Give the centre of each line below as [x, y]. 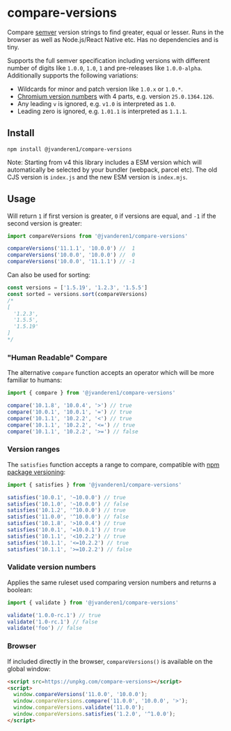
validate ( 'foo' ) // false [45, 628]
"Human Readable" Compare [57, 357]
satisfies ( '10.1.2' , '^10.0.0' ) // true [67, 510]
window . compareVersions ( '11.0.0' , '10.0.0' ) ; [81, 695]
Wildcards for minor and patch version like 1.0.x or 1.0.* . [100, 89]
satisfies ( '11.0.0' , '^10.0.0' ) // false [68, 517]
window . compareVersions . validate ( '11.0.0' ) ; [79, 708]
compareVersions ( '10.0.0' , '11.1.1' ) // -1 [71, 262]
